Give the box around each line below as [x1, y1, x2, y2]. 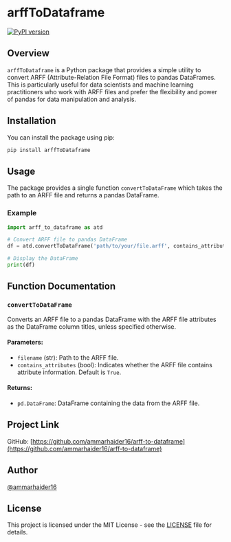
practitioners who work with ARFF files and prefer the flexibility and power [7, 87, 218, 96]
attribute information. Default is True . [16, 368, 122, 376]
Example [7, 208, 37, 218]
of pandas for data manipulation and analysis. [7, 95, 137, 103]
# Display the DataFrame [7, 255, 78, 262]
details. [7, 528, 28, 536]
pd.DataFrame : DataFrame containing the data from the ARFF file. [16, 399, 200, 407]
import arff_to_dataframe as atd [7, 224, 103, 231]
